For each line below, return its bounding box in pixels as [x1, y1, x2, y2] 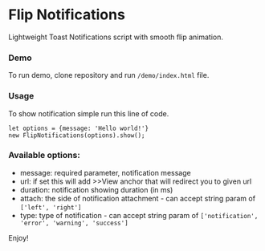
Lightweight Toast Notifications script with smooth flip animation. [8, 32, 223, 42]
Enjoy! [8, 233, 30, 242]
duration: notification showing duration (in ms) [19, 184, 173, 194]
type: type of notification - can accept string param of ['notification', [19, 210, 259, 220]
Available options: [8, 150, 80, 161]
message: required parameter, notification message [19, 168, 191, 177]
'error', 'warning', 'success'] [19, 219, 128, 227]
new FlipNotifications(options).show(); [8, 131, 146, 140]
